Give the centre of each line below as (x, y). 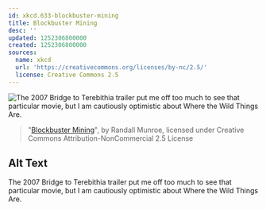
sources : (23, 52)
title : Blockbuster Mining (53, 23)
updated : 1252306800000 (48, 38)
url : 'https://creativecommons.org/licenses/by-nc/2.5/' (112, 68)
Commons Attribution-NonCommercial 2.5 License (110, 138)
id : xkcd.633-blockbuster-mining (64, 16)
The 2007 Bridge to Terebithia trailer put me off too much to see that (120, 182)
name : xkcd (33, 60)
